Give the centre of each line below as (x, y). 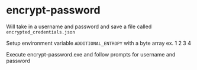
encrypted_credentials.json (41, 32)
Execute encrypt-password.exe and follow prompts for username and (91, 54)
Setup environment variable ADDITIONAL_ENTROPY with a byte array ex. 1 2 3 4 (98, 43)
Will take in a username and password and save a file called (79, 26)
